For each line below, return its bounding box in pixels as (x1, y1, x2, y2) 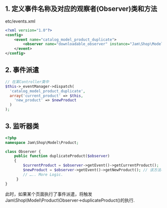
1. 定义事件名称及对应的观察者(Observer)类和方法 (5, 4, 158, 13)
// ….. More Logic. (23, 172, 64, 177)
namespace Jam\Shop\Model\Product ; (5, 140, 79, 145)
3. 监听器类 (5, 122, 39, 131)
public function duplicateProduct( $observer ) (14, 153, 110, 159)
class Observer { (5, 149, 41, 154)
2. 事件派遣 (5, 66, 39, 74)
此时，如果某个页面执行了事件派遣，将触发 (5, 191, 92, 197)
